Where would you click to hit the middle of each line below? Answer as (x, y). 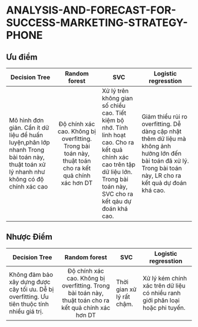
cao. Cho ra (118, 142)
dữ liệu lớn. (117, 172)
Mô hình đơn (27, 120)
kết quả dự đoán (164, 183)
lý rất (123, 296)
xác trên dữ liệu (164, 285)
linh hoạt (114, 135)
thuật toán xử (27, 164)
